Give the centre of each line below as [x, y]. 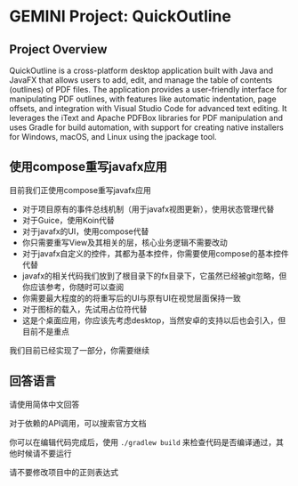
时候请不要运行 [44, 453]
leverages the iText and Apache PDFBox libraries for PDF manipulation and [146, 118]
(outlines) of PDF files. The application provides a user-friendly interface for [148, 89]
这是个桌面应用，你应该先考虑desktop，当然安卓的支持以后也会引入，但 [154, 320]
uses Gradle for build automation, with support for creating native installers [147, 127]
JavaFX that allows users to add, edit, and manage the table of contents [141, 80]
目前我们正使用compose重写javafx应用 [80, 190]
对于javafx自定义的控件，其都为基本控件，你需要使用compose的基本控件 [155, 253]
